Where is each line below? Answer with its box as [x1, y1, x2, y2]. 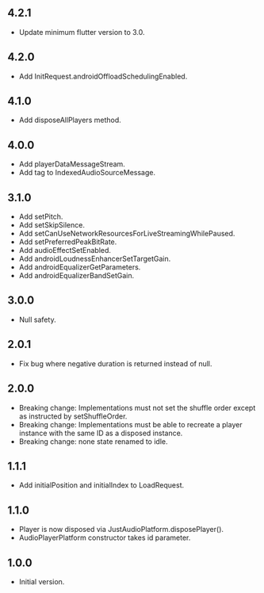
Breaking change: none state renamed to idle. [18, 436, 168, 446]
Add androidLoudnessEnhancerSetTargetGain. [18, 254, 171, 264]
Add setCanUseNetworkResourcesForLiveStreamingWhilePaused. [18, 229, 235, 239]
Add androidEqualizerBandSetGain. [18, 271, 135, 281]
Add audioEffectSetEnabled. [18, 246, 112, 255]
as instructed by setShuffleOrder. [18, 411, 128, 421]
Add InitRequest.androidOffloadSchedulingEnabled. [18, 71, 188, 81]
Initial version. [18, 576, 65, 586]
